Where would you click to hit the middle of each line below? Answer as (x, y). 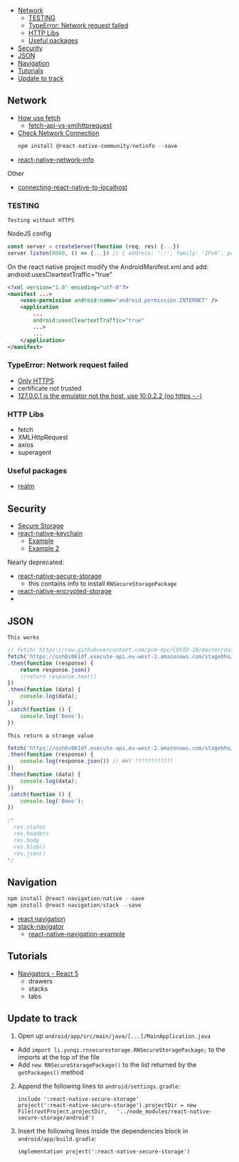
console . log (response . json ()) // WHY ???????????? (97, 761)
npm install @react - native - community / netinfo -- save (97, 146)
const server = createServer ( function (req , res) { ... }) (94, 246)
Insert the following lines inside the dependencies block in (103, 1131)
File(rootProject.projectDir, (63, 1111)
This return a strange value (51, 736)
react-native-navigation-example (77, 934)
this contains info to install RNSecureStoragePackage (102, 583)
